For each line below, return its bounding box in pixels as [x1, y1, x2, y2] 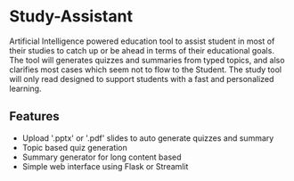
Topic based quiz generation [21, 142, 127, 152]
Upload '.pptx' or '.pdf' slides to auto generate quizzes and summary [21, 132, 274, 144]
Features [9, 109, 60, 124]
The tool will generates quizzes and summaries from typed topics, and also [9, 54, 285, 65]
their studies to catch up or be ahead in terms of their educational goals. [9, 45, 274, 55]
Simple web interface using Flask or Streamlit [21, 160, 189, 171]
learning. [9, 83, 42, 94]
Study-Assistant [9, 6, 134, 27]
